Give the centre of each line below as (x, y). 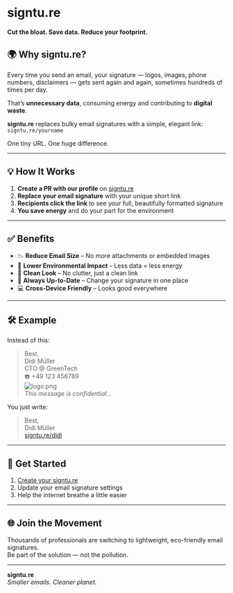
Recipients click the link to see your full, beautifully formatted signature (120, 203)
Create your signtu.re (48, 480)
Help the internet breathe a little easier (72, 495)
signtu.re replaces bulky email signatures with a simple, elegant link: (105, 123)
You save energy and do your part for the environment (96, 210)
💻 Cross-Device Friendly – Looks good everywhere (92, 289)
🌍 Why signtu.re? (47, 54)
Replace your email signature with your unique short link (99, 196)
